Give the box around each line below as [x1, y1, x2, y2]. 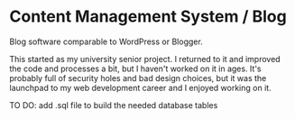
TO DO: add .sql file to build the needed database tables [9, 99, 218, 110]
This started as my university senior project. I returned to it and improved [9, 53, 281, 64]
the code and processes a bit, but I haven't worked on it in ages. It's [9, 63, 262, 74]
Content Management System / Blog [9, 6, 287, 27]
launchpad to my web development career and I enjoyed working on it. [9, 82, 272, 93]
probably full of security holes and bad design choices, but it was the [9, 72, 267, 83]
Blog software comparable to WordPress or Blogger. [9, 36, 203, 47]
